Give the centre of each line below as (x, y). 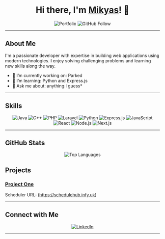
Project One (20, 184)
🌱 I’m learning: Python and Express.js (50, 80)
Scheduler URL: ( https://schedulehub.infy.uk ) (51, 195)
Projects (18, 170)
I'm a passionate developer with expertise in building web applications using (82, 55)
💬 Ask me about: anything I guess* (47, 86)
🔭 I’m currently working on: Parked (47, 75)
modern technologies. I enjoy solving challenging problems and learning (78, 60)
